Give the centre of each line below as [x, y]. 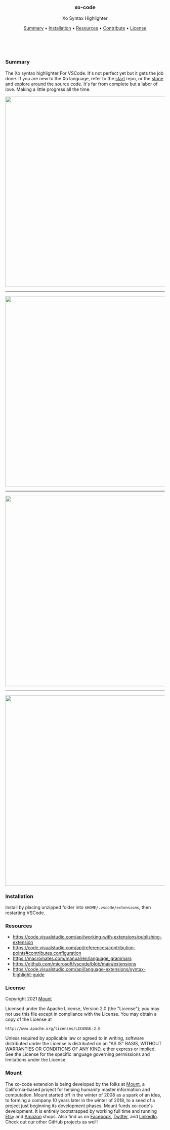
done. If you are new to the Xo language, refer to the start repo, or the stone [84, 78]
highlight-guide [28, 975]
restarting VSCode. [25, 913]
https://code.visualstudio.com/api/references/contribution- [74, 948]
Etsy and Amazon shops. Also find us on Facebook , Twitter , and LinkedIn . [82, 1116]
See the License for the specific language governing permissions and [78, 1054]
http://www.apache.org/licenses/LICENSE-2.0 [53, 1029]
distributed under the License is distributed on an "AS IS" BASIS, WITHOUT [83, 1044]
